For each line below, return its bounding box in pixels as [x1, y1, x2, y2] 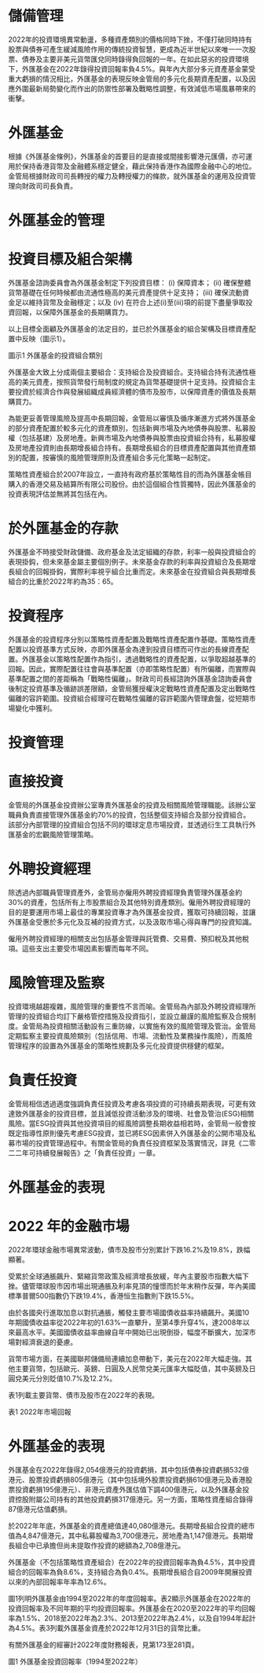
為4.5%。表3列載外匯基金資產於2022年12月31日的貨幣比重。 [8, 1623, 206, 1632]
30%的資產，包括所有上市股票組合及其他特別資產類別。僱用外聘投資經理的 [8, 897, 251, 906]
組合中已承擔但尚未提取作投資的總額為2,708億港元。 [14, 1540, 185, 1550]
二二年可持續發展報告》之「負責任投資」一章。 [8, 1148, 159, 1157]
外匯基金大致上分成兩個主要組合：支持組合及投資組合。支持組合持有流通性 [8, 367, 249, 377]
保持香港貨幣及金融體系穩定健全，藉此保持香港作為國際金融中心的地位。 [21, 161, 256, 171]
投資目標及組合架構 [8, 251, 133, 268]
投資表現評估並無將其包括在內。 [8, 489, 112, 498]
